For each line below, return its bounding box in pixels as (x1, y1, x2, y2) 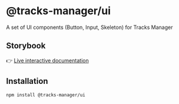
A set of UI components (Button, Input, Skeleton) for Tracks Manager (6, 24, 173, 31)
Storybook (6, 41, 46, 51)
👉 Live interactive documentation (6, 57, 89, 64)
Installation (6, 76, 48, 86)
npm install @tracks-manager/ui (6, 92, 85, 98)
